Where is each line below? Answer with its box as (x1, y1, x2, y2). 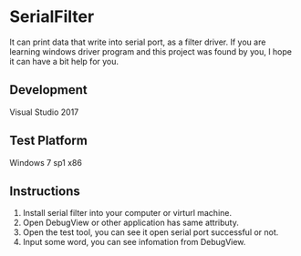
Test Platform (9, 133, 88, 148)
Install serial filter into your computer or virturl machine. (22, 208, 233, 219)
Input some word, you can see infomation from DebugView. (22, 237, 246, 248)
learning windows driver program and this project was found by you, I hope (9, 46, 292, 56)
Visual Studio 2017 (9, 107, 79, 118)
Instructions (9, 183, 80, 199)
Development (9, 82, 88, 97)
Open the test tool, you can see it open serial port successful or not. (22, 227, 279, 238)
